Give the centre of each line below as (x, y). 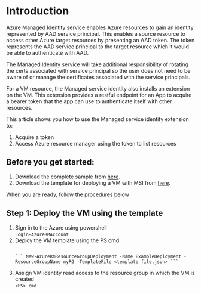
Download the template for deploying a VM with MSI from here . (93, 182)
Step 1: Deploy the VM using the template (85, 213)
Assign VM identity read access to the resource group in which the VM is (105, 273)
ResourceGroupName (38, 261)
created (25, 279)
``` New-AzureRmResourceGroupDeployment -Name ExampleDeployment (98, 256)
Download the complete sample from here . (68, 177)
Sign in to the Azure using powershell (61, 227)
